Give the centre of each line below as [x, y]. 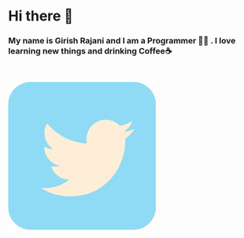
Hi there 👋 [41, 16]
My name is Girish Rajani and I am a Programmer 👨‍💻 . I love [122, 41]
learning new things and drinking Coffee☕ [90, 51]
